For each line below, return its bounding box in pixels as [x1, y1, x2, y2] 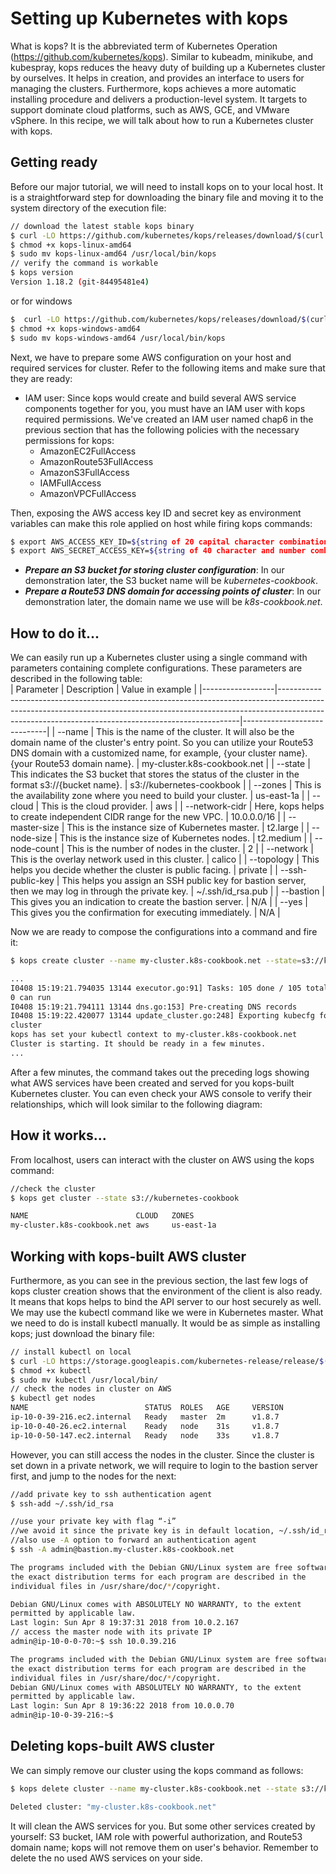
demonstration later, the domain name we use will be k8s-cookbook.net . [24, 596, 323, 608]
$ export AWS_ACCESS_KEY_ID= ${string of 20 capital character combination [10, 537, 329, 547]
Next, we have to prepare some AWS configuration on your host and [10, 351, 292, 363]
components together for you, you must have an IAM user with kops [24, 402, 306, 414]
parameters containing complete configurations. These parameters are [10, 662, 303, 674]
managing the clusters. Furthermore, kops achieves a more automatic [10, 82, 297, 94]
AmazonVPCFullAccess [39, 487, 137, 499]
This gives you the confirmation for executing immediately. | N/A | [10, 907, 281, 919]
